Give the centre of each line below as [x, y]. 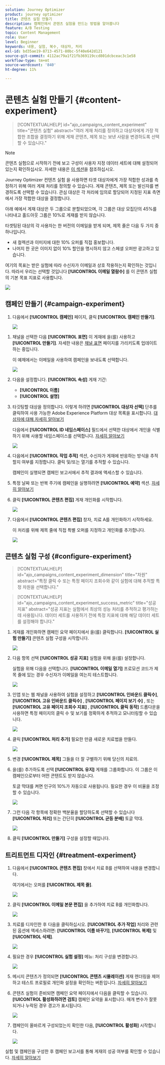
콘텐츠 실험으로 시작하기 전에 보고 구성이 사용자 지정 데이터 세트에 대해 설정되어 [82, 163]
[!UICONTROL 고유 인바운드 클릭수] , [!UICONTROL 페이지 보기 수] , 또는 [83, 701]
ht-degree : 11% [21, 70]
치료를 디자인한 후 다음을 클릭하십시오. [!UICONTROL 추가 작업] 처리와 [81, 924]
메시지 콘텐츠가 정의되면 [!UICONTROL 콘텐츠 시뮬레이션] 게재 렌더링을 [81, 976]
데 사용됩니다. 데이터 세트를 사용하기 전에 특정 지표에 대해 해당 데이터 [84, 615]
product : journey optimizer [34, 14]
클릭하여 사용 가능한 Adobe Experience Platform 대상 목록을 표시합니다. [82, 413]
